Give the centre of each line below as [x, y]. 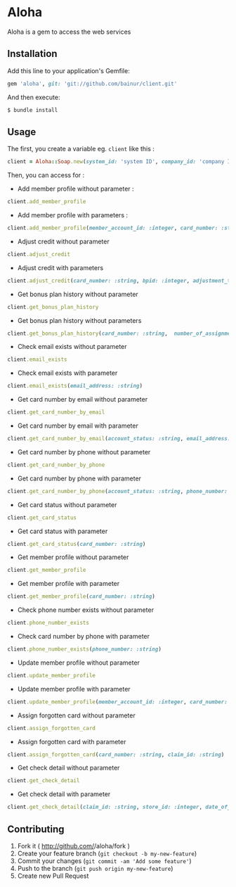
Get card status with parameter [63, 531]
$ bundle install [33, 110]
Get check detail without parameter [68, 768]
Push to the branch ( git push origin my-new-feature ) [95, 868]
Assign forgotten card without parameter [76, 715]
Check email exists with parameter [67, 373]
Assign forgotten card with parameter [72, 741]
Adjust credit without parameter [64, 241]
